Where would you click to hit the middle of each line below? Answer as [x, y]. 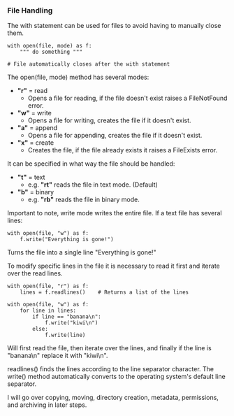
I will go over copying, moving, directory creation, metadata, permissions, [113, 398]
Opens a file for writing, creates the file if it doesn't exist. [109, 120]
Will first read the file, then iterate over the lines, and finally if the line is [109, 348]
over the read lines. [35, 273]
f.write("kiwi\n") [71, 323]
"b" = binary [36, 192]
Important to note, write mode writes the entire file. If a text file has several [115, 213]
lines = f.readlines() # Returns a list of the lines [104, 292]
